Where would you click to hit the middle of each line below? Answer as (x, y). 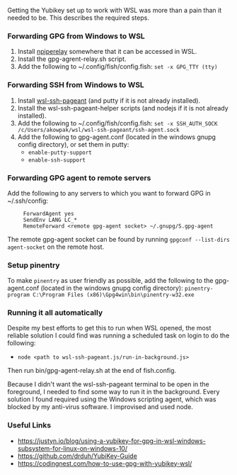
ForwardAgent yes (48, 213)
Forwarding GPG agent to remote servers (79, 178)
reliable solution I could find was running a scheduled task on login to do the (118, 335)
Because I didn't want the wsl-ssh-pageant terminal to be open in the (109, 384)
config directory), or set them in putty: (73, 144)
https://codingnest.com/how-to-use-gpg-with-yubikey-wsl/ (105, 463)
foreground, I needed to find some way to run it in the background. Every (114, 392)
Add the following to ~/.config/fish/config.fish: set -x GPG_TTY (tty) (117, 67)
